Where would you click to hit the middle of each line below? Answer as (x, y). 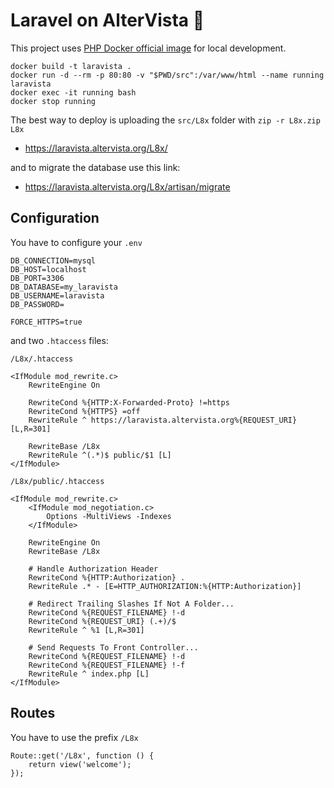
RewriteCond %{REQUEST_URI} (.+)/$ (102, 621)
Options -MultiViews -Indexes (109, 516)
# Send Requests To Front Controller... (113, 647)
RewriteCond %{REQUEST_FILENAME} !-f (107, 665)
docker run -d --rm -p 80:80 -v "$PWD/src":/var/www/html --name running (167, 75)
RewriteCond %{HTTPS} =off (84, 411)
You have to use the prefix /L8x (74, 737)
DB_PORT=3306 (37, 278)
